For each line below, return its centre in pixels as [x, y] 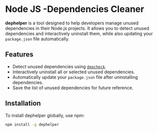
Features [19, 55]
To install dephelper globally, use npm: [45, 115]
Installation [23, 103]
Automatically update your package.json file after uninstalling [75, 77]
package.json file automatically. [37, 39]
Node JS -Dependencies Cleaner [75, 9]
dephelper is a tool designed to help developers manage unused [72, 23]
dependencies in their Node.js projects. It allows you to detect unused [77, 28]
